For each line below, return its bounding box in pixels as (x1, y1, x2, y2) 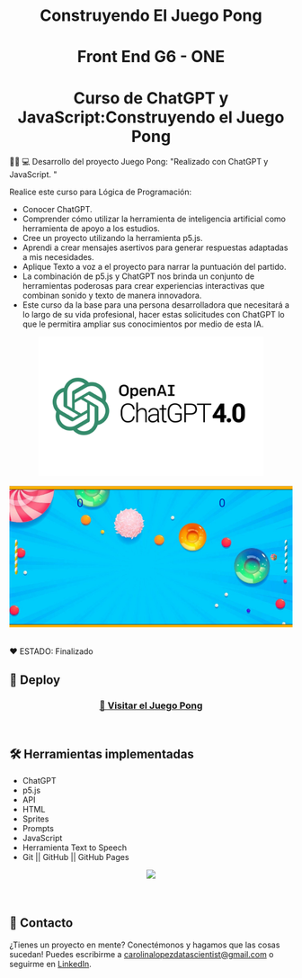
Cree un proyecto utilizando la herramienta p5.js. (22, 233, 204, 244)
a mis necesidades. (22, 252, 94, 263)
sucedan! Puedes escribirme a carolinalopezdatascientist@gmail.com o (9, 948, 274, 959)
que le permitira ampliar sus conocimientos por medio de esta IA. (22, 319, 264, 329)
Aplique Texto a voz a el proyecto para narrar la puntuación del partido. (22, 262, 287, 273)
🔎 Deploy (9, 672, 61, 687)
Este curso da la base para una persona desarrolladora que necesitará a (22, 300, 290, 310)
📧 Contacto (9, 915, 74, 931)
